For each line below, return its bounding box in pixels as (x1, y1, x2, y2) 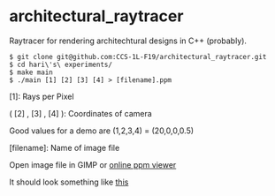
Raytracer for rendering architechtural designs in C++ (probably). (9, 35, 248, 46)
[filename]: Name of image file (9, 142, 120, 153)
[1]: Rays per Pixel (9, 91, 74, 102)
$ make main (9, 68, 53, 77)
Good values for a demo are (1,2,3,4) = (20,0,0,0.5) (9, 125, 195, 136)
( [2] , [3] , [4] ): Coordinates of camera (9, 108, 152, 118)
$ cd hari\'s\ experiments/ (9, 60, 113, 69)
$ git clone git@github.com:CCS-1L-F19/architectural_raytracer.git (9, 52, 267, 61)
